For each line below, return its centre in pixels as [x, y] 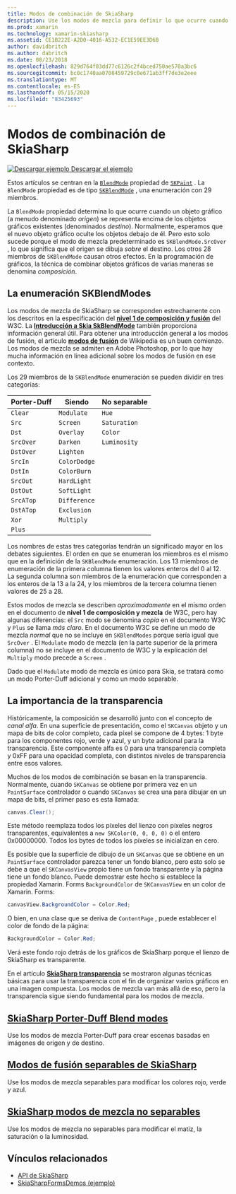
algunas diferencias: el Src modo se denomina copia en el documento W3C [117, 620]
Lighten [72, 452]
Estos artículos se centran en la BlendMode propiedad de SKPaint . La [106, 182]
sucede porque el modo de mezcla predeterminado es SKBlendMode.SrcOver [117, 241]
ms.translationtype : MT [42, 80]
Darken [70, 442]
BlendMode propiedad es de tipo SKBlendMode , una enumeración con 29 [110, 190]
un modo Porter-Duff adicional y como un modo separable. [93, 679]
